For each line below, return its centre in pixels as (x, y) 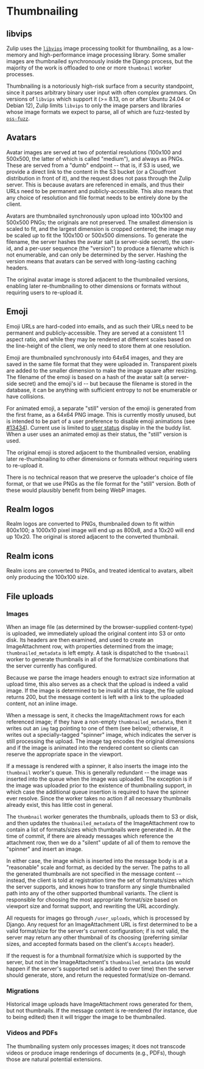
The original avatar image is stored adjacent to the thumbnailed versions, (98, 279)
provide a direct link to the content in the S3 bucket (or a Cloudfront (91, 171)
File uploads (30, 596)
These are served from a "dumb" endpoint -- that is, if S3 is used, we (93, 165)
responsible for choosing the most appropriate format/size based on (92, 900)
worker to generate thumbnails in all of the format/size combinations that (98, 659)
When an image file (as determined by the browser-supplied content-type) (100, 627)
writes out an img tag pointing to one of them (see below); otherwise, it (95, 728)
